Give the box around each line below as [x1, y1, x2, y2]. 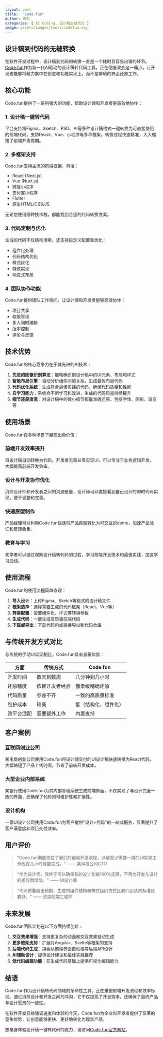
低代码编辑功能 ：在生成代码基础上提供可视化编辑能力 [12, 958, 119, 964]
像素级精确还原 [75, 683, 110, 690]
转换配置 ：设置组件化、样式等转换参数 [12, 610, 89, 616]
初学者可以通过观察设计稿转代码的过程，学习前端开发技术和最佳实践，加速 [5, 552, 154, 558]
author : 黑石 [5, 16, 30, 21]
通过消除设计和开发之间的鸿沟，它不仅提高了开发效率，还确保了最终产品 [13, 994, 158, 1000]
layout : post [5, 7, 32, 12]
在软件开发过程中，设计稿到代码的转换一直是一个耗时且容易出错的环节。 [5, 58, 149, 64]
